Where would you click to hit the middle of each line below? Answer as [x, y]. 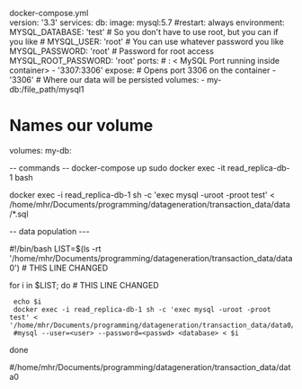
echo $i [27, 301]
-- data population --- [49, 231]
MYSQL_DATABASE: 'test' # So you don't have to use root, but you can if [144, 32]
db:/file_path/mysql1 [47, 89]
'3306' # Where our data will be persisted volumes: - [107, 80]
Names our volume [81, 126]
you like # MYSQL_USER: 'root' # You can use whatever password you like [147, 41]
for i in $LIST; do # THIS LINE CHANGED [84, 285]
